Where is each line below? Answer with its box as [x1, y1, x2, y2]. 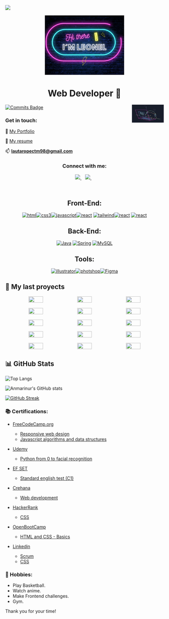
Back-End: [67, 227, 102, 235]
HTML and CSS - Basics [20, 534, 70, 540]
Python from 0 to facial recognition [20, 456, 93, 462]
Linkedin [12, 543, 31, 549]
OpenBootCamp [12, 523, 46, 530]
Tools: [74, 254, 95, 263]
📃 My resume [5, 138, 33, 144]
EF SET [12, 465, 28, 471]
